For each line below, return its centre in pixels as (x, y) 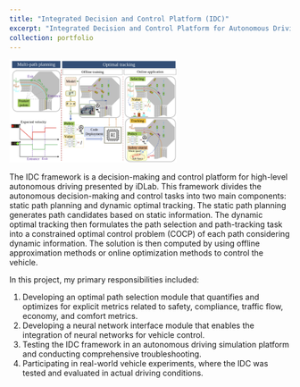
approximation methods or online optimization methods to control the (136, 253)
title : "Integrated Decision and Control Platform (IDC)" (119, 19)
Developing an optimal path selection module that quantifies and (141, 297)
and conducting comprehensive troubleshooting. (112, 354)
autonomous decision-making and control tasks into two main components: (148, 196)
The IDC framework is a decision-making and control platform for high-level (149, 177)
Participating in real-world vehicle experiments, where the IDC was (145, 364)
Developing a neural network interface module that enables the (138, 325)
